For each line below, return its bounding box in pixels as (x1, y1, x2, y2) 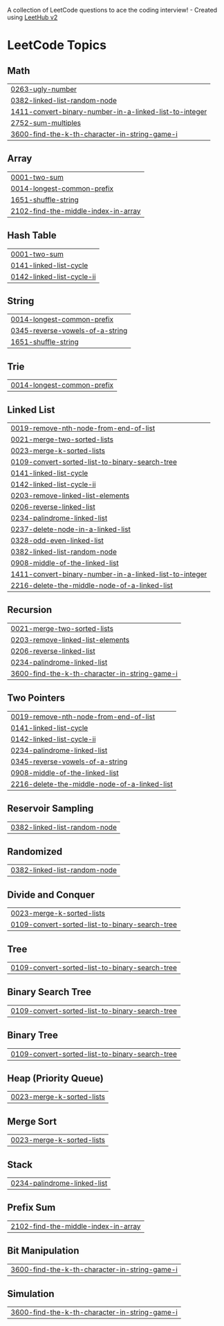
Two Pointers (7, 692, 66, 704)
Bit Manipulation (7, 1245, 80, 1257)
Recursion (7, 604, 53, 616)
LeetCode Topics (7, 37, 107, 53)
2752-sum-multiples (10, 118, 82, 127)
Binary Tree (7, 1030, 59, 1041)
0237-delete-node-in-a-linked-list (10, 524, 131, 534)
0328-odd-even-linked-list (10, 536, 104, 545)
